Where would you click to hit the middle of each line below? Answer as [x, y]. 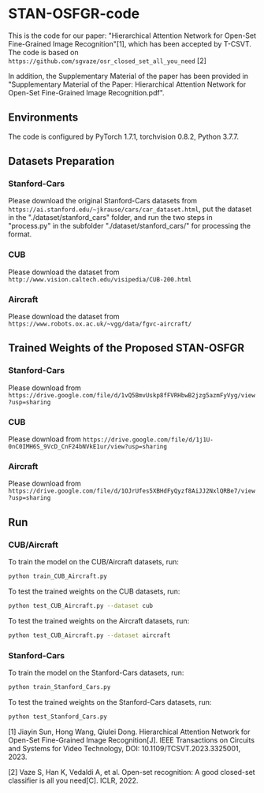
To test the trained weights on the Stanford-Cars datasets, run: [110, 702]
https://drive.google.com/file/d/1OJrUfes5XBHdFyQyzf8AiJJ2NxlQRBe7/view [132, 491]
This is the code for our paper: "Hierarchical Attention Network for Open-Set [132, 35]
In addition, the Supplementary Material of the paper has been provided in [128, 76]
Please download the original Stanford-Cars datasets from [103, 201]
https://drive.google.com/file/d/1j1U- [148, 440]
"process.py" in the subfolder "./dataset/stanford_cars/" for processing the [130, 226]
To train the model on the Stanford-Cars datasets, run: [96, 672]
